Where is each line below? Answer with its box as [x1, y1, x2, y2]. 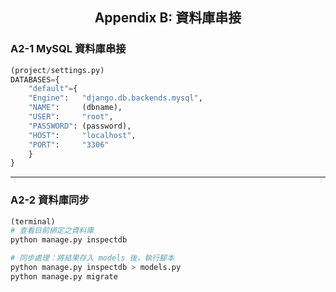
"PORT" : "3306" [28, 139, 110, 150]
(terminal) [10, 216, 56, 227]
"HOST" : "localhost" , [28, 130, 137, 140]
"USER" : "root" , [28, 112, 114, 122]
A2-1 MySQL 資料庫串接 [10, 42, 127, 56]
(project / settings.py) [10, 65, 105, 75]
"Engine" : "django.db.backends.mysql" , [28, 93, 203, 103]
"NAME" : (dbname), [28, 103, 123, 113]
